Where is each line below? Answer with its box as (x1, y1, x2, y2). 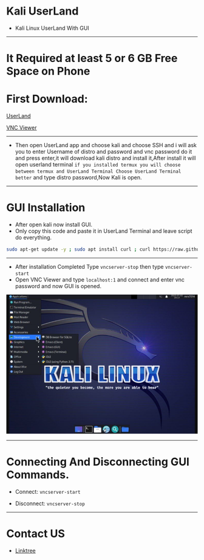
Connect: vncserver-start (15, 488, 81, 496)
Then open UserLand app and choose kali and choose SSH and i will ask (15, 142, 197, 149)
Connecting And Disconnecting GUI (6, 455, 190, 469)
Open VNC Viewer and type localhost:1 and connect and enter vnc (15, 275, 185, 283)
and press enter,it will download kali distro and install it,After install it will (15, 154, 196, 162)
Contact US (6, 527, 66, 541)
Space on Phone (6, 64, 90, 78)
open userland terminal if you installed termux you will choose (15, 161, 181, 168)
